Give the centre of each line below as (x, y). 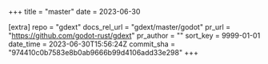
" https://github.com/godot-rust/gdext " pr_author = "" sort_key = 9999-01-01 (134, 36)
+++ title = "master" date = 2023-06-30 (74, 12)
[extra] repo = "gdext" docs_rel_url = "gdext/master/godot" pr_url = (119, 27)
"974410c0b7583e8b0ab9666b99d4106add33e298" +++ (103, 52)
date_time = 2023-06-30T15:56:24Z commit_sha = (92, 44)
